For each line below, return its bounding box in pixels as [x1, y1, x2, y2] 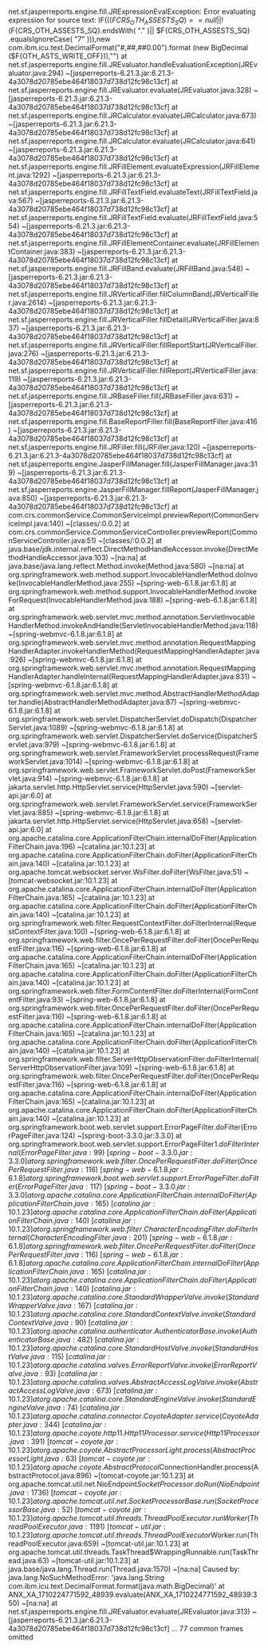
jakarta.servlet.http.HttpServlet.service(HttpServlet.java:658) [8, 816, 209, 826]
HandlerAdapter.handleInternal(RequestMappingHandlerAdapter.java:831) [8, 671, 250, 681]
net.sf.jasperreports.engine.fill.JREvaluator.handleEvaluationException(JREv [8, 59, 258, 69]
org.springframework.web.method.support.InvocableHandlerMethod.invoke [8, 586, 258, 596]
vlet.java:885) [8, 807, 53, 817]
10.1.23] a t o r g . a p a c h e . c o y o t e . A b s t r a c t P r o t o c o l [8, 1462, 160, 1471]
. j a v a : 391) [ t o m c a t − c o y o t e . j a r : [8, 1436, 118, 1446]
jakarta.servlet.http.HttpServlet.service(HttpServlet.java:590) [8, 782, 209, 791]
